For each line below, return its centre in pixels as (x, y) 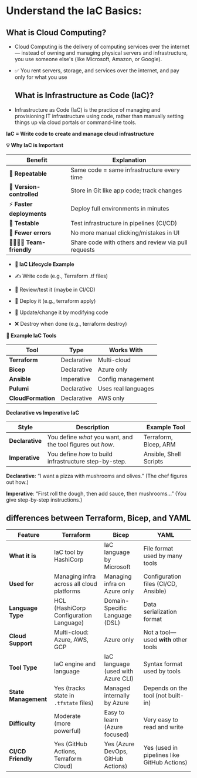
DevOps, (116, 751)
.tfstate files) (74, 703)
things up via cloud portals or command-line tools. (75, 122)
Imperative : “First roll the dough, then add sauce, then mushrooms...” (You (96, 493)
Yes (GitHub (70, 744)
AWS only (111, 398)
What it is (23, 556)
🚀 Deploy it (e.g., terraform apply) (55, 300)
